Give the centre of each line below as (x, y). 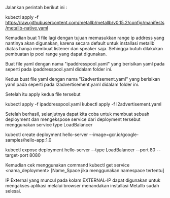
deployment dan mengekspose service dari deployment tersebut (73, 119)
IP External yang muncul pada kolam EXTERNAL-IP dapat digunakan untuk (83, 180)
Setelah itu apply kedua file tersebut (43, 94)
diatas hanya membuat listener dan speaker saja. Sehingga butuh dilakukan (84, 48)
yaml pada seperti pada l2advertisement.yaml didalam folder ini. (72, 84)
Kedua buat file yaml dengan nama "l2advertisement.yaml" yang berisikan (83, 79)
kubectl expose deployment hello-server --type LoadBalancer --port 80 (80, 150)
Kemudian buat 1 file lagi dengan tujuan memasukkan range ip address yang (85, 38)
